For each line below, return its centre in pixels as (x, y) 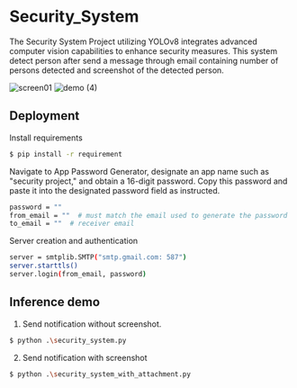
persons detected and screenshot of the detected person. (117, 70)
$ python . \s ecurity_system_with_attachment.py (100, 374)
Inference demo (55, 302)
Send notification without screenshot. (92, 324)
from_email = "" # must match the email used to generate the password (148, 215)
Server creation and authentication (74, 241)
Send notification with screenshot (85, 357)
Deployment (45, 116)
